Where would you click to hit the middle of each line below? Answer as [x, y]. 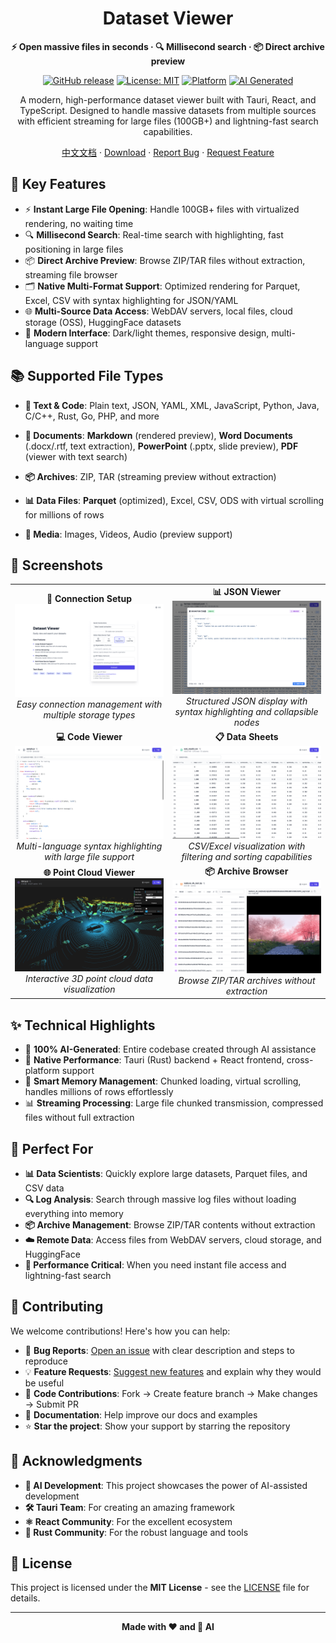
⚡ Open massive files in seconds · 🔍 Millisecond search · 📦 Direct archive [168, 46]
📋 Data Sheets [246, 737]
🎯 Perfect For [52, 1148]
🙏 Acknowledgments [76, 1461]
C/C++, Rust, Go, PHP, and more [92, 416]
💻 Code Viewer [89, 737]
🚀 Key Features [58, 184]
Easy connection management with [89, 704]
